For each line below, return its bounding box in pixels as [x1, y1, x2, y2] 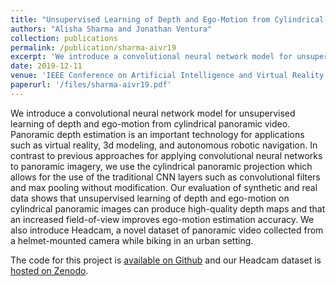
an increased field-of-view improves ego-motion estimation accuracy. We [10, 213, 315, 225]
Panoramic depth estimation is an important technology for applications [10, 128, 305, 140]
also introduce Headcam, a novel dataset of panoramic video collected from [10, 224, 324, 236]
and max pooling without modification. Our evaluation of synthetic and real [10, 181, 318, 193]
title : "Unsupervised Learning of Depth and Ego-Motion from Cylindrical [10, 14, 325, 25]
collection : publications [10, 33, 118, 43]
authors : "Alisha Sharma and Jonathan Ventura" [10, 24, 213, 34]
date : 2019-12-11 [10, 61, 83, 71]
